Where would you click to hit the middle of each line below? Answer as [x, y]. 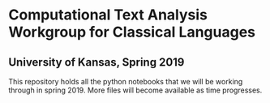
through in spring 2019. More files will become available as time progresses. [135, 90]
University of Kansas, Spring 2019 [96, 62]
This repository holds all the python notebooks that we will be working [126, 82]
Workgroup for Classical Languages [132, 32]
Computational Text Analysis [108, 15]
